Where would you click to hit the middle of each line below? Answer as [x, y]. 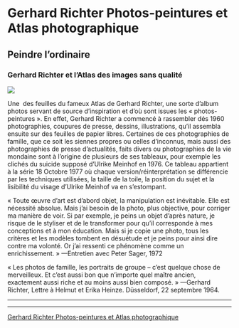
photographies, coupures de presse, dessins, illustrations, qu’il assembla [114, 126]
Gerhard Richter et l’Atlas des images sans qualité [95, 75]
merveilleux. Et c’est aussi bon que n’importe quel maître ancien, [102, 275]
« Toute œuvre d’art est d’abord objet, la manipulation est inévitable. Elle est [118, 200]
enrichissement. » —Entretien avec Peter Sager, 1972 [85, 253]
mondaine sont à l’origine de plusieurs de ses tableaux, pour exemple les [114, 156]
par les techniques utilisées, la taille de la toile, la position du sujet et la [111, 179]
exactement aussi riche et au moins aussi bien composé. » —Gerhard [109, 282]
